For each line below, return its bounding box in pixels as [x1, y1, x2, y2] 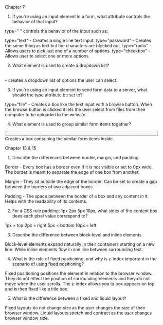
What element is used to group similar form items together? [12, 121, 131, 127]
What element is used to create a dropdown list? [12, 63, 109, 68]
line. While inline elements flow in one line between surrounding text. [5, 247, 143, 253]
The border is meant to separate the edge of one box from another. [5, 169, 140, 175]
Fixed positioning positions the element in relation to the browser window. [5, 271, 153, 276]
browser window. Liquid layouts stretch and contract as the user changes [5, 310, 152, 316]
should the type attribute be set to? [12, 92, 83, 98]
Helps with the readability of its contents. [5, 199, 88, 204]
